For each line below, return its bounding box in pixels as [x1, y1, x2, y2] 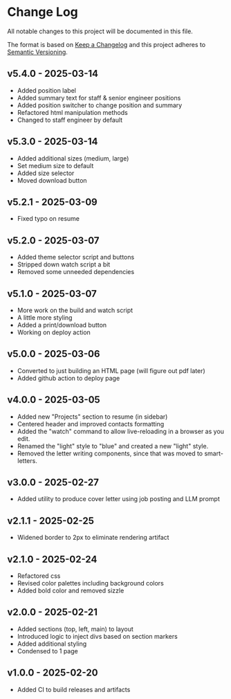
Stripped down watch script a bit [17, 260, 111, 269]
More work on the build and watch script [17, 306, 133, 314]
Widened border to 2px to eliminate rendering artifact [17, 534, 169, 542]
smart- [203, 449, 223, 457]
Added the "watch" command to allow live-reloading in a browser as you [17, 427, 225, 435]
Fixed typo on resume [17, 215, 80, 223]
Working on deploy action [17, 328, 91, 336]
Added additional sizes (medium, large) [17, 154, 129, 163]
